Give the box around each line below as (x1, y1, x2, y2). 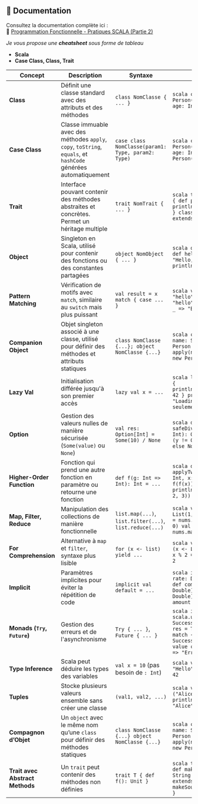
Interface (61, 180, 87, 188)
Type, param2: (115, 149, 155, 156)
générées (61, 163, 87, 172)
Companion (9, 338, 42, 347)
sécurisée (61, 434, 88, 442)
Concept (19, 71, 45, 79)
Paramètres (61, 569, 93, 577)
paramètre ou (61, 480, 98, 489)
